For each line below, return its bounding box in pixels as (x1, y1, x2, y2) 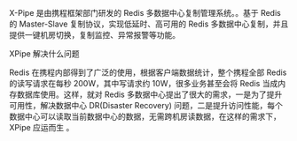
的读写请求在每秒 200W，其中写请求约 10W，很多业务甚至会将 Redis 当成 (9, 78, 278, 88)
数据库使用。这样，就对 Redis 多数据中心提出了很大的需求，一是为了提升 (16, 89, 283, 100)
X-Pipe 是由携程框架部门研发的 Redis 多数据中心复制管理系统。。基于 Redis (9, 8, 281, 18)
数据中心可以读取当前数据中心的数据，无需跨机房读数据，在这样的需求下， (9, 111, 281, 122)
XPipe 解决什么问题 (9, 48, 80, 59)
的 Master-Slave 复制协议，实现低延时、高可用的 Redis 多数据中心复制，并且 (9, 19, 289, 29)
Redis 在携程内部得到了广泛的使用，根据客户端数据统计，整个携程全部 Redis (9, 67, 287, 78)
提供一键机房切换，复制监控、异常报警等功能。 (9, 30, 180, 40)
